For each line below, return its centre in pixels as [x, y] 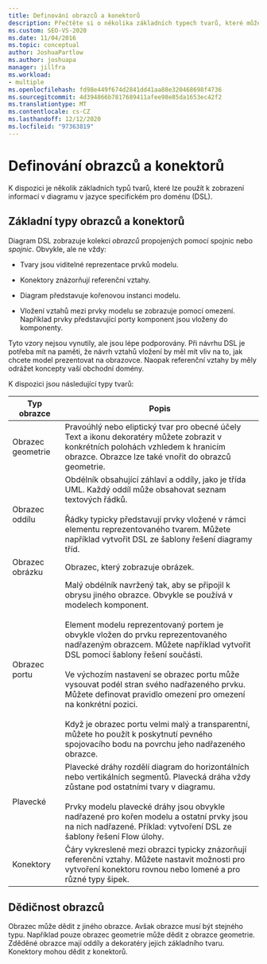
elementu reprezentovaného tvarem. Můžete [148, 529]
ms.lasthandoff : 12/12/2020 [55, 119]
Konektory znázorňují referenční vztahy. [85, 280]
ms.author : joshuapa [43, 60]
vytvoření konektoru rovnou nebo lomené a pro [153, 869]
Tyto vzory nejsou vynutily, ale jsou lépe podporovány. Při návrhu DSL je [127, 343]
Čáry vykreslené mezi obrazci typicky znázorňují [156, 849]
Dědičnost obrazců [56, 907]
